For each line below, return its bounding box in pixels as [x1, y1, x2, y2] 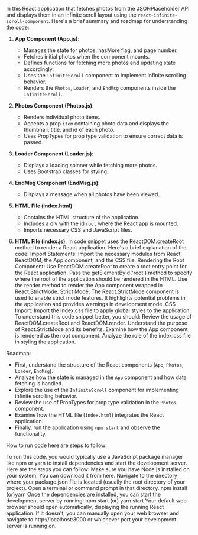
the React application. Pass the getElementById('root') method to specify [14, 269, 193, 276]
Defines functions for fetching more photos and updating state [23, 59, 176, 66]
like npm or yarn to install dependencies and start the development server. [6, 459, 187, 466]
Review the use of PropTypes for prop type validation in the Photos [14, 399, 177, 406]
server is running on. [6, 523, 57, 529]
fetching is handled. [14, 380, 63, 387]
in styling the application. [14, 338, 76, 345]
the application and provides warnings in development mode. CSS [14, 301, 176, 307]
